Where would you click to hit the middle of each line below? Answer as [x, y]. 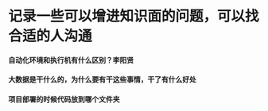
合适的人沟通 [50, 36]
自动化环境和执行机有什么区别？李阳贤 [71, 59]
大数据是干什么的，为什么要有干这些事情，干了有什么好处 [102, 79]
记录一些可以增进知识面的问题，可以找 [134, 16]
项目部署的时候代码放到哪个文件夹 [64, 99]
